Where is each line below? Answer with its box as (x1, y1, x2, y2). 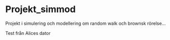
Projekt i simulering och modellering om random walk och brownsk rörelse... (5, 20, 166, 26)
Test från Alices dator (5, 30, 51, 36)
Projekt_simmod (5, 4, 76, 15)
